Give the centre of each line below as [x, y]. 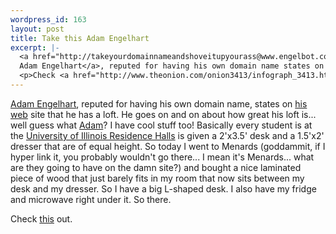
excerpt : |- [35, 47]
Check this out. [41, 218]
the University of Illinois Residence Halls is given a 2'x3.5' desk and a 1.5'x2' [167, 135]
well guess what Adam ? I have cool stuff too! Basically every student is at [161, 125]
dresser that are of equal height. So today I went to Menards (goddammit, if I [168, 146]
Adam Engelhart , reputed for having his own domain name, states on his [159, 103]
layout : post [37, 29]
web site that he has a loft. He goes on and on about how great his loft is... [163, 114]
